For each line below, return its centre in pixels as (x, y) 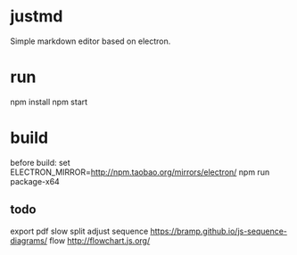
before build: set (40, 162)
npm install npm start (49, 102)
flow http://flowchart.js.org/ (100, 240)
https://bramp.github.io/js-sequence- (219, 231)
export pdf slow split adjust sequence (79, 231)
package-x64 (35, 181)
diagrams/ (29, 240)
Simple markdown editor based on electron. (91, 41)
